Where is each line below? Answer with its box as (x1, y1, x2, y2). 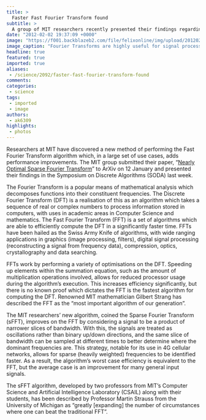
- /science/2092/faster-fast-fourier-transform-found (9, 72, 150, 78)
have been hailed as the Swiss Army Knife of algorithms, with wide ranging (6, 229, 196, 236)
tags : (6, 94, 20, 101)
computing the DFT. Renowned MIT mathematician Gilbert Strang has (6, 293, 182, 300)
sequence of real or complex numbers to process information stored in (6, 203, 185, 210)
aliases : (6, 66, 29, 72)
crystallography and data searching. (6, 249, 98, 256)
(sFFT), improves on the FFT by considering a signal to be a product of (6, 318, 185, 325)
